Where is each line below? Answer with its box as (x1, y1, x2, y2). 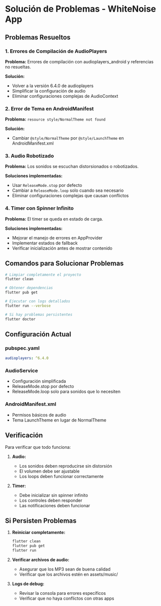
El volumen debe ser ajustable (19, 468, 80, 474)
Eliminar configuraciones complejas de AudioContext (12, 93, 118, 99)
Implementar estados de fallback (12, 240, 78, 246)
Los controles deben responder (19, 497, 82, 503)
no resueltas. (5, 64, 32, 70)
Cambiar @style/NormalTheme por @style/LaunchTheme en (12, 135, 124, 141)
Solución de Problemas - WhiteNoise (5, 3, 156, 15)
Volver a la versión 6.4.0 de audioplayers (12, 83, 94, 89)
